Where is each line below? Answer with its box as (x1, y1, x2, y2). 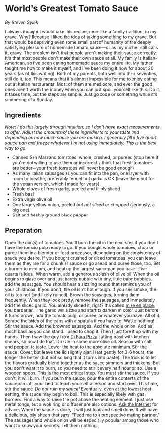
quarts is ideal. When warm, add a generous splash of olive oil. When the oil (5, 271, 159, 277)
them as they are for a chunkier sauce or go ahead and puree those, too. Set (5, 260, 160, 266)
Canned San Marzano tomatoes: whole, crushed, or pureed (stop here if (12, 155, 159, 160)
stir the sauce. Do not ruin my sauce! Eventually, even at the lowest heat (5, 386, 152, 392)
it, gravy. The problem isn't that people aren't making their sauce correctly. (5, 50, 157, 56)
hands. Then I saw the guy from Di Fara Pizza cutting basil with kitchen (5, 333, 149, 340)
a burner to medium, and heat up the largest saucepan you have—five (5, 265, 147, 271)
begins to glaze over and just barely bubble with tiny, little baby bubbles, (5, 276, 152, 282)
